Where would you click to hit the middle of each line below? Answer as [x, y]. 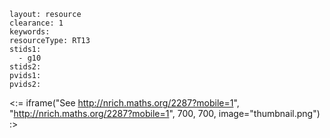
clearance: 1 [36, 23]
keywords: [30, 32]
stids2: [25, 67]
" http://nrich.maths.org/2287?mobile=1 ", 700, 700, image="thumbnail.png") [165, 113]
